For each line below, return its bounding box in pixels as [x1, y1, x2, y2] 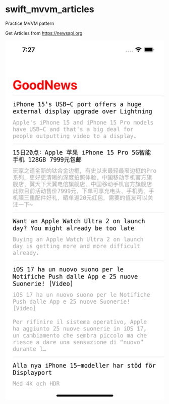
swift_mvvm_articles [5, 4, 94, 15]
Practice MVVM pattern [5, 20, 54, 26]
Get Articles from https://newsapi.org [5, 30, 83, 36]
